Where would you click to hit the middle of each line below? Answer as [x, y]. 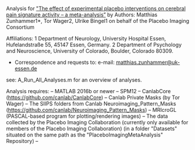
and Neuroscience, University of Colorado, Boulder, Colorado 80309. [90, 51]
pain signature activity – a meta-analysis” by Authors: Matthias [82, 15]
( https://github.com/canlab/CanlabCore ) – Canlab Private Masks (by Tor [93, 97]
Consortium [20, 27]
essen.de [26, 69]
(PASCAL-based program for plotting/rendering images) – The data [87, 116]
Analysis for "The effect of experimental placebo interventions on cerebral [96, 8]
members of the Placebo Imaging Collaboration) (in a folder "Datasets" [92, 129]
